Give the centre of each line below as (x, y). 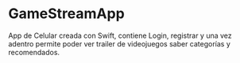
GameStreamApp (66, 14)
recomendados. (34, 52)
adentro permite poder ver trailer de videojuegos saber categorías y (119, 43)
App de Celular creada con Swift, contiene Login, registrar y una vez (120, 35)
